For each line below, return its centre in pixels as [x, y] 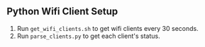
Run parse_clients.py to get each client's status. [88, 36]
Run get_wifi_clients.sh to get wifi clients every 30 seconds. [108, 28]
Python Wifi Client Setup [62, 12]
